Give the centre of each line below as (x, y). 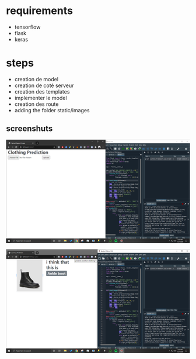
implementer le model (41, 98)
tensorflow (27, 27)
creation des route (36, 104)
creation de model (36, 79)
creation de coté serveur (44, 85)
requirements (39, 11)
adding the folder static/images (52, 110)
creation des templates (42, 91)
